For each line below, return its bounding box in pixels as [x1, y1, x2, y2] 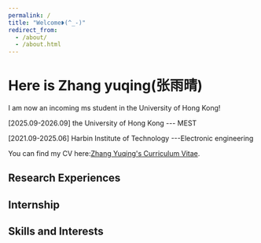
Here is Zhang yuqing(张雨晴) [8, 77, 203, 95]
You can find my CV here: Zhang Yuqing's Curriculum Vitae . [8, 149, 200, 158]
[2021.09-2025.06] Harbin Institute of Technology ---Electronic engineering [8, 134, 254, 143]
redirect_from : [8, 26, 58, 34]
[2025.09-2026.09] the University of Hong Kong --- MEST [8, 118, 197, 128]
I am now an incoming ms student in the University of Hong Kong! [8, 103, 221, 113]
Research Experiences [8, 172, 121, 185]
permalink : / [8, 11, 51, 20]
